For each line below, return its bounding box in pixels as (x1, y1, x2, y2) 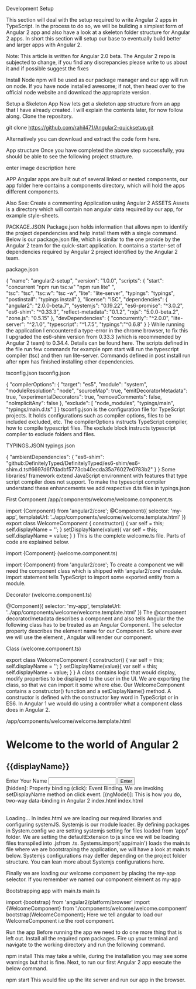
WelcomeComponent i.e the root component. (6, 917, 115, 924)
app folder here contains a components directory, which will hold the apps (6, 182, 185, 189)
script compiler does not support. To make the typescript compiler (6, 478, 166, 485)
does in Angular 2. (6, 706, 50, 713)
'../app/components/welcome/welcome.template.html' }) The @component (6, 609, 187, 616)
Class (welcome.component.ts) (6, 645, 81, 652)
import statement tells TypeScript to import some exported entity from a (6, 574, 180, 580)
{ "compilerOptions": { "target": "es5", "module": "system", (6, 381, 148, 388)
